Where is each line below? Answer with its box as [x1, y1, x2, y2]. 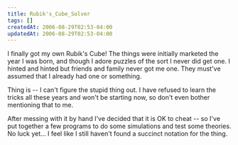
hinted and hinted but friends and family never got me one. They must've [7, 64, 222, 73]
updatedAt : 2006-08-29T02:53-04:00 [7, 30, 113, 37]
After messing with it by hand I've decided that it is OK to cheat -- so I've [7, 115, 221, 123]
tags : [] [7, 17, 33, 24]
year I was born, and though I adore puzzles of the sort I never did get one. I [7, 57, 231, 66]
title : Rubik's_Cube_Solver [7, 10, 91, 18]
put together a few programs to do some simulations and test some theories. [7, 122, 232, 131]
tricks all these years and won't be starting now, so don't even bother [7, 93, 210, 102]
